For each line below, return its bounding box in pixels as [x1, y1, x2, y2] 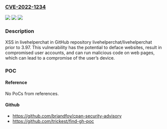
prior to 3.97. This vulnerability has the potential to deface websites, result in [5, 44, 162, 50]
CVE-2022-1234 [5, 3, 46, 10]
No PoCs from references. [5, 90, 59, 96]
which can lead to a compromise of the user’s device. [5, 55, 115, 61]
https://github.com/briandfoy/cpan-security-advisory [12, 113, 122, 119]
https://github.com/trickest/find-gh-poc [12, 118, 94, 124]
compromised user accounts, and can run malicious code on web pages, [5, 50, 155, 56]
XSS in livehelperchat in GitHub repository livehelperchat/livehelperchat [5, 39, 152, 45]
